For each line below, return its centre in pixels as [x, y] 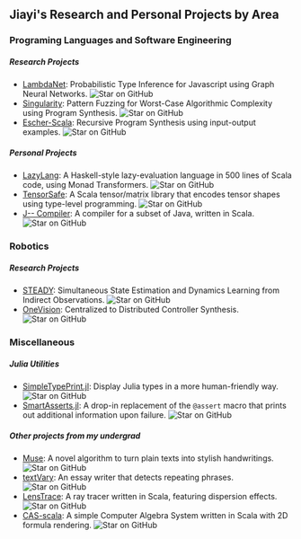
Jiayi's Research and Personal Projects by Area [144, 15]
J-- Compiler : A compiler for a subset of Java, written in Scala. [138, 214]
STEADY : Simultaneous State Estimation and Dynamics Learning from [151, 290]
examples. [41, 132]
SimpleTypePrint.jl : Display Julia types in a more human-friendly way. [150, 386]
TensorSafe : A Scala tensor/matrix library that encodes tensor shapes [151, 194]
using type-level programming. [80, 204]
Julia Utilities [35, 364]
